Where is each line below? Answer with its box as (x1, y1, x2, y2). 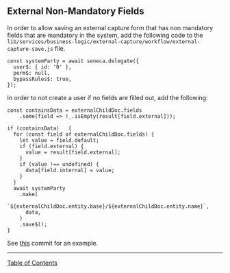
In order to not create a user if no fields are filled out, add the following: (7, 93, 208, 102)
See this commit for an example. (7, 239, 98, 247)
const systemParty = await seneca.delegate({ (7, 58, 139, 64)
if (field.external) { (19, 143, 84, 150)
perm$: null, (13, 69, 51, 76)
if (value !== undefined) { (19, 161, 99, 167)
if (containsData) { (7, 125, 72, 132)
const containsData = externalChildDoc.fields (7, 106, 142, 114)
